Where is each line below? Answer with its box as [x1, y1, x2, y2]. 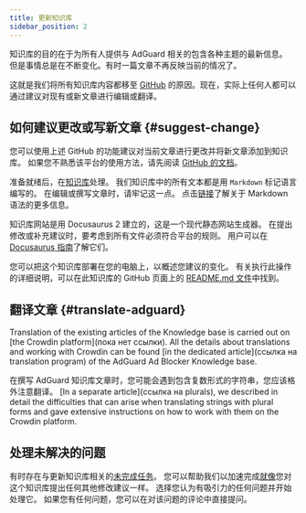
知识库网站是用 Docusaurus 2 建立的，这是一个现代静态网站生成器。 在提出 [9, 219, 293, 230]
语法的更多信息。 [9, 199, 74, 210]
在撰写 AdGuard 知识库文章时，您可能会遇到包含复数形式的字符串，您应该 [9, 375, 288, 386]
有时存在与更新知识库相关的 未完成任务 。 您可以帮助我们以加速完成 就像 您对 [9, 470, 292, 481]
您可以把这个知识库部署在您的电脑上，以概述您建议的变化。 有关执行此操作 [9, 262, 292, 273]
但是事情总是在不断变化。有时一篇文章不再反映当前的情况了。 [9, 59, 242, 70]
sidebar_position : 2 [9, 22, 89, 31]
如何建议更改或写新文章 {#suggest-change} [9, 120, 260, 135]
